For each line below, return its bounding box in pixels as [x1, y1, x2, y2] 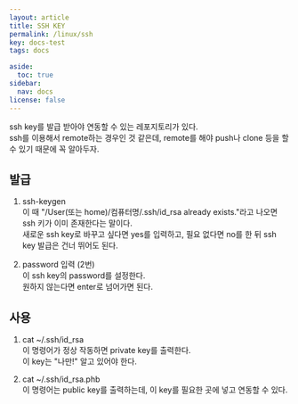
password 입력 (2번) [21, 260, 95, 270]
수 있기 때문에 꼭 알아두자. [9, 144, 100, 154]
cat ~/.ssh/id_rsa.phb [21, 374, 101, 384]
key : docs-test [9, 37, 66, 47]
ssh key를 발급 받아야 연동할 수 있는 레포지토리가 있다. [9, 121, 198, 132]
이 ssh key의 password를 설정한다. [21, 270, 146, 281]
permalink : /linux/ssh [9, 29, 93, 38]
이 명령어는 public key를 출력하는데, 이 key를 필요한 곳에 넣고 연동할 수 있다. [21, 384, 288, 395]
